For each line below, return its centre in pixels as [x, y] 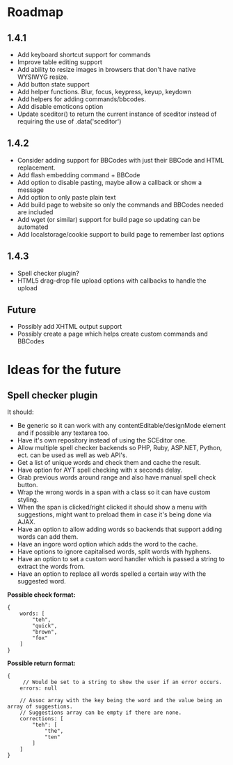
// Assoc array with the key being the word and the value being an [121, 701]
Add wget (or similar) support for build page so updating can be [109, 219]
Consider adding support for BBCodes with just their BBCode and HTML [121, 160]
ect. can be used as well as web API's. [72, 455]
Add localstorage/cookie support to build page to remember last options [121, 234]
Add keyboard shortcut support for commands [84, 54]
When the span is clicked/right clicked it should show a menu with [112, 507]
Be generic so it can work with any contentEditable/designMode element [121, 426]
